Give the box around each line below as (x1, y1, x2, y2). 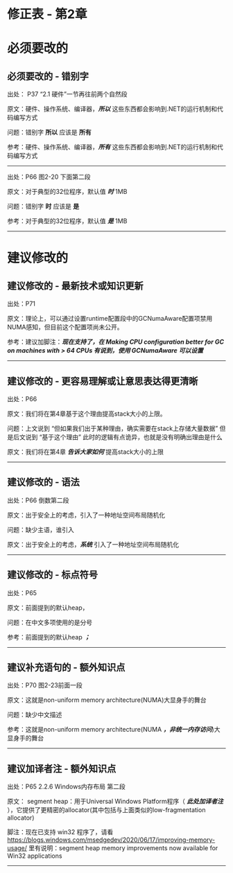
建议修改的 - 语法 (7, 476, 80, 488)
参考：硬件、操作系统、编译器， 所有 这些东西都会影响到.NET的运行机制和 (7, 143, 217, 151)
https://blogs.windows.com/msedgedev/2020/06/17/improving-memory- (7, 836, 216, 844)
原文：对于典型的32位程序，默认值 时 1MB (7, 188, 128, 196)
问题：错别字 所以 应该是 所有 (7, 128, 92, 136)
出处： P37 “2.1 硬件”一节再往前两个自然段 (7, 90, 128, 98)
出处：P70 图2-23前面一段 (7, 681, 83, 689)
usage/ (7, 844, 28, 852)
